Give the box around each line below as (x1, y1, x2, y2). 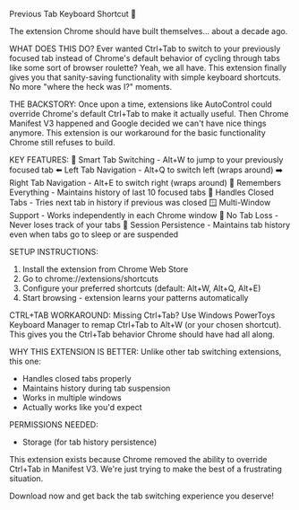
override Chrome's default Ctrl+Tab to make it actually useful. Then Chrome (9, 109, 289, 119)
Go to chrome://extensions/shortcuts (21, 274, 159, 284)
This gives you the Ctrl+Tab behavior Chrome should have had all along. (9, 329, 276, 339)
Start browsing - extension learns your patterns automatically (21, 293, 249, 303)
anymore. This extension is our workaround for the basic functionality (9, 127, 266, 138)
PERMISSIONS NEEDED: (9, 419, 98, 430)
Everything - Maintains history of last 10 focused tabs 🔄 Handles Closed (9, 187, 275, 198)
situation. (9, 473, 44, 484)
